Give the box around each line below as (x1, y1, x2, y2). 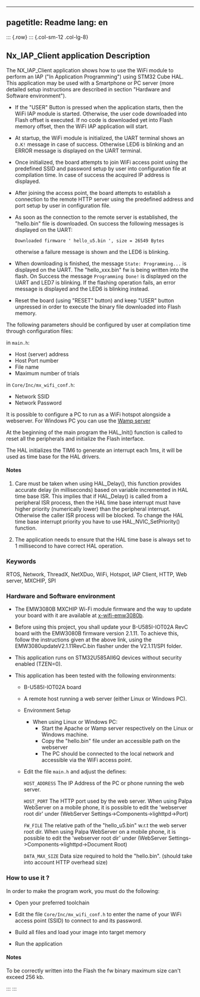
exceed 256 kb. (6, 973, 45, 980)
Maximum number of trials (14, 369, 80, 377)
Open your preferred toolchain (14, 899, 90, 906)
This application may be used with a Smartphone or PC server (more (6, 79, 174, 87)
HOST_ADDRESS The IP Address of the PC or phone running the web (23, 779, 185, 787)
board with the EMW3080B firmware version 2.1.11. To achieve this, (14, 630, 179, 637)
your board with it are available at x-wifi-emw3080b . (14, 612, 144, 619)
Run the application (14, 940, 62, 947)
